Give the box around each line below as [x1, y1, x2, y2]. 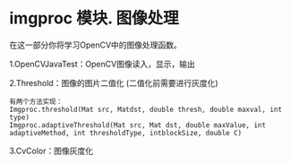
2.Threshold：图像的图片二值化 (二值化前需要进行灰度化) [9, 77, 218, 88]
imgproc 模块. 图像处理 [9, 8, 179, 29]
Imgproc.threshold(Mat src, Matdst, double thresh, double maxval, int [9, 105, 282, 114]
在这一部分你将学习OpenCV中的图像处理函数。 [9, 39, 182, 50]
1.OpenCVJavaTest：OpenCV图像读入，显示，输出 [9, 58, 195, 69]
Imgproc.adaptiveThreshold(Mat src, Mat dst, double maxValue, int [9, 120, 267, 130]
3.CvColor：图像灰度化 [9, 145, 94, 156]
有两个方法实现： [9, 97, 64, 106]
